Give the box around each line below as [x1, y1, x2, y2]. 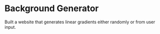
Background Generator [4, 3, 99, 14]
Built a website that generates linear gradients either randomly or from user [4, 19, 155, 25]
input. [4, 24, 17, 30]
